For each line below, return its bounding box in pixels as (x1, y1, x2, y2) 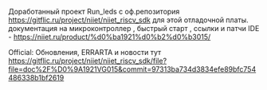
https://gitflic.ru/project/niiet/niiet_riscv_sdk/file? (8, 56, 167, 65)
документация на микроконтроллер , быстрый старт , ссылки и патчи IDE (8, 24, 260, 33)
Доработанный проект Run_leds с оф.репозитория (8, 7, 180, 16)
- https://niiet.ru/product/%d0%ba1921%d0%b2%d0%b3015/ (8, 32, 211, 41)
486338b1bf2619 (8, 73, 65, 82)
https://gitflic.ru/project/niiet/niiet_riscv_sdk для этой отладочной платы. (8, 15, 249, 25)
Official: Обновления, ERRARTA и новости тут (8, 48, 162, 57)
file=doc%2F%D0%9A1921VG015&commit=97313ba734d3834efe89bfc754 (8, 65, 257, 74)
